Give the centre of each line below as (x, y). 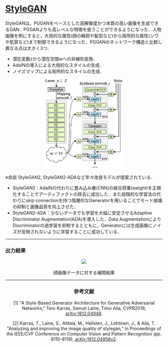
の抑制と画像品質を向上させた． (45, 207)
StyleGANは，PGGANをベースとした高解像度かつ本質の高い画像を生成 (77, 23)
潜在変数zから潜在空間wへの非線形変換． (55, 58)
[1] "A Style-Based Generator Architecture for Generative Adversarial (84, 302)
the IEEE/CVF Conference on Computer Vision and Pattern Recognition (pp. (84, 333)
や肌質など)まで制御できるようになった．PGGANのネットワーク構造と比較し (84, 42)
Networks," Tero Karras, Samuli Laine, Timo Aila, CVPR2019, (84, 308)
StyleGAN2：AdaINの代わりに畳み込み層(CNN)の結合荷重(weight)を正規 (87, 188)
